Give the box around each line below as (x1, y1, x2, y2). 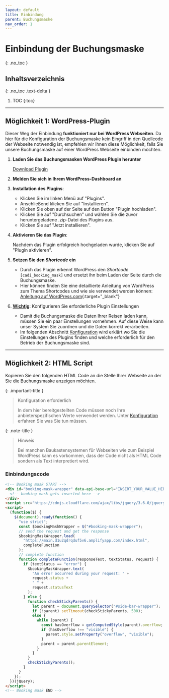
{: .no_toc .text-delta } (5, 88, 51, 94)
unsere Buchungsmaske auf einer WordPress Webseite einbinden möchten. (5, 146, 162, 152)
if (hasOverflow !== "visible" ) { (41, 627, 114, 632)
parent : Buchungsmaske (5, 17, 53, 22)
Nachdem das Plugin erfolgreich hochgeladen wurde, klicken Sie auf (12, 242, 155, 248)
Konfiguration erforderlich (17, 397, 71, 403)
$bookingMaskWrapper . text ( (27, 566, 84, 571)
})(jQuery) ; (10, 679, 35, 684)
